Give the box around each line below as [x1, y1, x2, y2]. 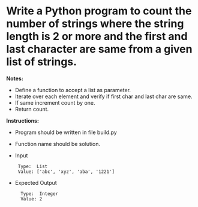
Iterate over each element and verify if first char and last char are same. [14, 93, 193, 100]
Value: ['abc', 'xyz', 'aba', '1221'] [17, 169, 115, 175]
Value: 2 [20, 196, 43, 202]
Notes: [6, 75, 24, 82]
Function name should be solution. [14, 140, 101, 147]
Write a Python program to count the [6, 4, 192, 18]
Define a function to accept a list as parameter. [14, 86, 131, 93]
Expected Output [14, 179, 57, 186]
